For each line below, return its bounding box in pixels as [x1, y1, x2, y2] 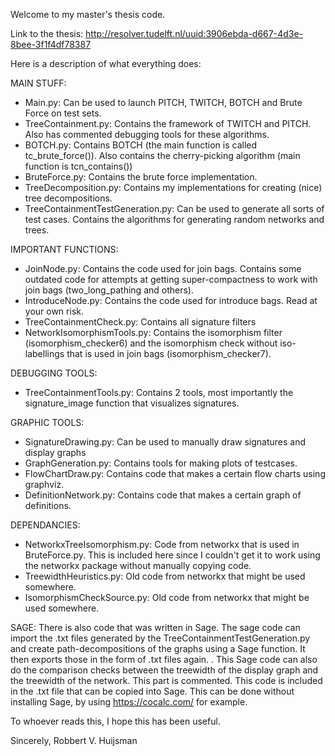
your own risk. [24, 305, 84, 317]
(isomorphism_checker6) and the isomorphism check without [24, 337, 278, 349]
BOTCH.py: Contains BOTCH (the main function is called [24, 139, 258, 151]
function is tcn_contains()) [24, 160, 133, 172]
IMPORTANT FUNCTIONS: [10, 244, 119, 255]
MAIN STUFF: [10, 77, 67, 89]
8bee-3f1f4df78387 [10, 39, 92, 50]
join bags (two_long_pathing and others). [24, 284, 194, 296]
